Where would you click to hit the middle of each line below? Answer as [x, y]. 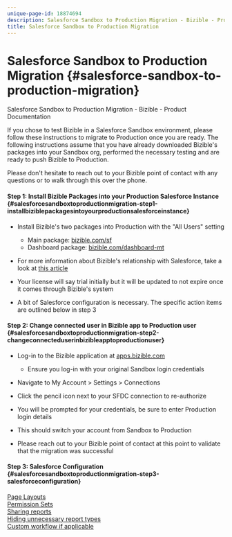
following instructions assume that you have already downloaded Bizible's [112, 145]
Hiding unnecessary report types [54, 519]
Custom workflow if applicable [51, 526]
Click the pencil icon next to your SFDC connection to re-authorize [112, 396]
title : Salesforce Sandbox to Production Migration [83, 26]
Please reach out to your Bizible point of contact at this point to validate [119, 443]
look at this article [42, 268]
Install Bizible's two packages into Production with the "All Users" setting [120, 227]
